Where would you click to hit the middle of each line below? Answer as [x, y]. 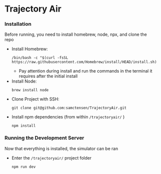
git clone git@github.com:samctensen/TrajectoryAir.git [69, 108]
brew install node [30, 90]
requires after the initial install [48, 76]
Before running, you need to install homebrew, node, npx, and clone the [76, 34]
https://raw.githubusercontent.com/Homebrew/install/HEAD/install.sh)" [85, 62]
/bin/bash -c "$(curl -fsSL [40, 58]
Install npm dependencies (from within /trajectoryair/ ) [68, 117]
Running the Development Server [44, 138]
